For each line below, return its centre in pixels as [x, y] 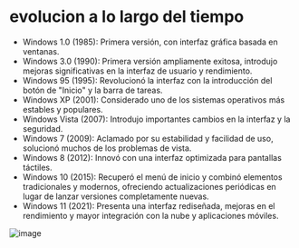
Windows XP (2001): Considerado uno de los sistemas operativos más [154, 99]
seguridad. [43, 128]
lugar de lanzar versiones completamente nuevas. [116, 196]
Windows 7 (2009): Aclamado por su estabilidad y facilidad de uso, [148, 138]
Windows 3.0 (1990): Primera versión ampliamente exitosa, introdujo [150, 61]
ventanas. [41, 51]
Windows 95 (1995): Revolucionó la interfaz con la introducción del [147, 80]
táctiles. [37, 167]
